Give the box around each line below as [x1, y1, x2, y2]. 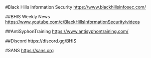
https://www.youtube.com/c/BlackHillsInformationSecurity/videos [5, 19, 141, 25]
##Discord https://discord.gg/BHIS [5, 38, 76, 44]
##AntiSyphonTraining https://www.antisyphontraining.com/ [5, 29, 129, 34]
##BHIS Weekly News [5, 14, 50, 19]
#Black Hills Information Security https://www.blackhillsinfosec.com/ [5, 4, 146, 10]
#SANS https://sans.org [5, 48, 54, 53]
